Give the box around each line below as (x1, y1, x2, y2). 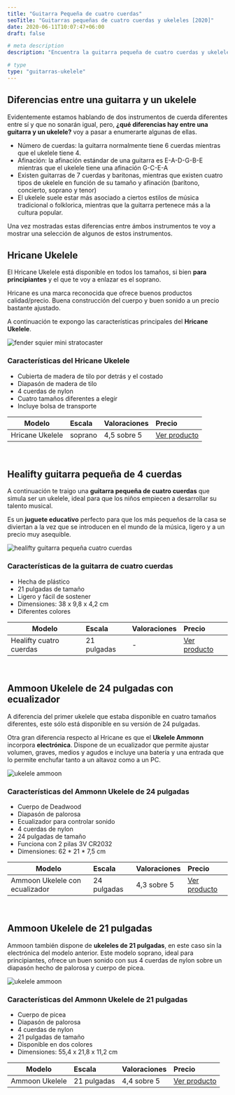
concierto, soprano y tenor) (17, 186, 97, 194)
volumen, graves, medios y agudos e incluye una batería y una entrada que (7, 748, 224, 757)
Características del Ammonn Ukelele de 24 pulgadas (7, 786, 190, 796)
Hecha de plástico (17, 577, 70, 586)
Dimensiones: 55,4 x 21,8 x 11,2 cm (17, 1048, 118, 1056)
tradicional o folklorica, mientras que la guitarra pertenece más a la (17, 200, 211, 209)
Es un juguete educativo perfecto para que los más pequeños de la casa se (7, 516, 227, 524)
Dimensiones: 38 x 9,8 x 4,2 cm (17, 600, 109, 608)
